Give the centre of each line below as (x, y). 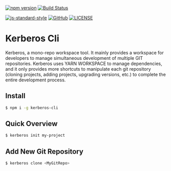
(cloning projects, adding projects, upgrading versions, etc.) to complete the (86, 74)
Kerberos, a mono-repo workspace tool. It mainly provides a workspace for (84, 52)
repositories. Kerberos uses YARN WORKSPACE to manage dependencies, (84, 63)
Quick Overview (31, 124)
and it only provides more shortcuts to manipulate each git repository (78, 69)
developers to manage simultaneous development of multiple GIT (74, 58)
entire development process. (36, 80)
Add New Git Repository (44, 151)
